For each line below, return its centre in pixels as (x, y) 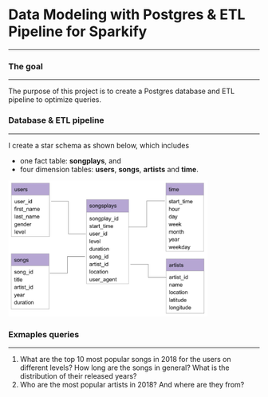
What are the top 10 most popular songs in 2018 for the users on (125, 359)
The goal (26, 66)
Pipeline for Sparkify (78, 31)
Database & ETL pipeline (57, 120)
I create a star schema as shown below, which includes (99, 145)
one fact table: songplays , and (70, 160)
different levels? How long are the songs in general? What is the (124, 368)
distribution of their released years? (78, 375)
